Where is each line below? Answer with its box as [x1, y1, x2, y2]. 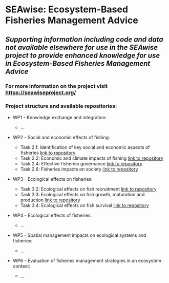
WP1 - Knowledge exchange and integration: [12, 114, 107, 120]
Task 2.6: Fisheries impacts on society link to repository [20, 166, 138, 172]
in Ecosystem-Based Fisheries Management [5, 59, 151, 68]
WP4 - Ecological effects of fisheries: [12, 212, 92, 218]
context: [12, 263, 31, 269]
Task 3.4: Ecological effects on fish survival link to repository [20, 202, 150, 209]
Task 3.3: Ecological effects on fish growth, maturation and [20, 191, 145, 197]
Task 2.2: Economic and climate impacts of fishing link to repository [20, 155, 164, 161]
